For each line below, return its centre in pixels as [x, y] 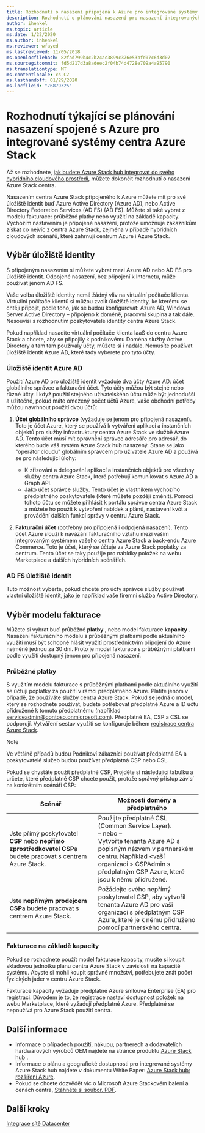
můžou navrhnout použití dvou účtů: [52, 407]
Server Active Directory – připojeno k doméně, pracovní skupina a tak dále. [101, 314]
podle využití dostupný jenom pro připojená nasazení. [74, 656]
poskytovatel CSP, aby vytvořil [142, 897]
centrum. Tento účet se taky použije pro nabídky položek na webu [98, 554]
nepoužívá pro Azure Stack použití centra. [59, 1010]
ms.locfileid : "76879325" [39, 86]
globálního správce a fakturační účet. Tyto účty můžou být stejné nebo [95, 388]
